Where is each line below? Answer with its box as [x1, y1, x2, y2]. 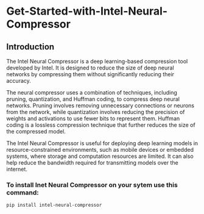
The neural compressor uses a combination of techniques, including [6, 89, 178, 96]
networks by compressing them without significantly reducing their [6, 71, 175, 77]
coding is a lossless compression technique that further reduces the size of [6, 121, 196, 129]
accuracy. [6, 77, 32, 84]
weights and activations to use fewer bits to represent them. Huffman [6, 115, 180, 122]
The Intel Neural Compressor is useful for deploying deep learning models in [6, 140, 199, 147]
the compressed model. [6, 128, 66, 135]
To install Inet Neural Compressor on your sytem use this [6, 180, 178, 189]
